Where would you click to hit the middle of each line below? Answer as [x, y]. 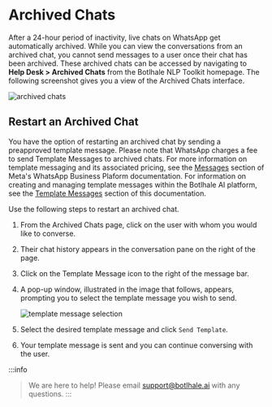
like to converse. [47, 233]
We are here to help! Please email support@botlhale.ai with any [134, 385]
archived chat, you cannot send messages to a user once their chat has [128, 54]
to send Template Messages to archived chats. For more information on [128, 158]
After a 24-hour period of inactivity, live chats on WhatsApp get [114, 37]
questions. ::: [50, 394]
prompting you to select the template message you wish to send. [128, 297]
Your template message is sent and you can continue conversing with [136, 345]
